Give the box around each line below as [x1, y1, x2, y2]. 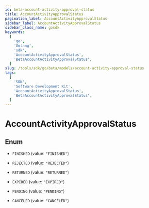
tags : [5, 70, 16, 75]
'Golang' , [14, 43, 34, 48]
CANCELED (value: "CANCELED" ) [12, 198, 69, 204]
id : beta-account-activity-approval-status [5, 7, 95, 12]
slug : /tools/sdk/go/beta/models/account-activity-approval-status [5, 66, 145, 71]
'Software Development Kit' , [14, 84, 73, 89]
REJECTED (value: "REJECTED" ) [12, 160, 69, 166]
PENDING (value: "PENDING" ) [12, 188, 65, 194]
